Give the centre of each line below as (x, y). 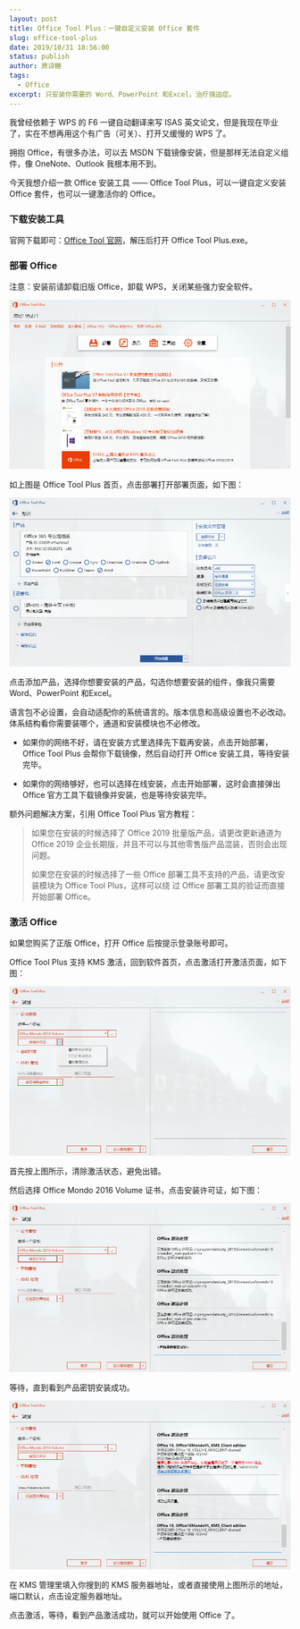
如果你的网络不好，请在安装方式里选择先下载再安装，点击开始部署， (147, 742)
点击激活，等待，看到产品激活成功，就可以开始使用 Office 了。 (124, 1616)
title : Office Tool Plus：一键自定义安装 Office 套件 (104, 28)
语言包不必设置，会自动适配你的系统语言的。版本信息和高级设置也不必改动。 (150, 712)
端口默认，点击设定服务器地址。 (68, 1596)
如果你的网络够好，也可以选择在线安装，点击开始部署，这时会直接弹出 (151, 784)
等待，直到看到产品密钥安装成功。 (72, 1387)
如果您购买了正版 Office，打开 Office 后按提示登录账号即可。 (121, 943)
